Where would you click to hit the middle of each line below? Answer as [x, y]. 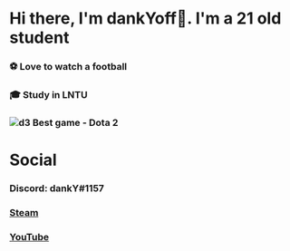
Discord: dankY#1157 [57, 188]
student [39, 38]
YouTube [29, 237]
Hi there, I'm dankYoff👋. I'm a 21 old [145, 19]
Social [33, 160]
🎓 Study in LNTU [48, 95]
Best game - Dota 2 [75, 122]
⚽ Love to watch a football [68, 67]
